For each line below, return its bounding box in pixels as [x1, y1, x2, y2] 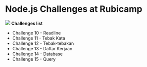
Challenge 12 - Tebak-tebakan [12, 40, 74, 46]
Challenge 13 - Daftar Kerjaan [12, 45, 73, 51]
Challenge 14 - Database [12, 51, 63, 57]
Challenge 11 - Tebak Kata [12, 35, 65, 41]
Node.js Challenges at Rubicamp [5, 3, 143, 15]
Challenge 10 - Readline [12, 30, 61, 35]
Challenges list [11, 20, 43, 26]
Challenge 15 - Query [12, 56, 56, 62]
